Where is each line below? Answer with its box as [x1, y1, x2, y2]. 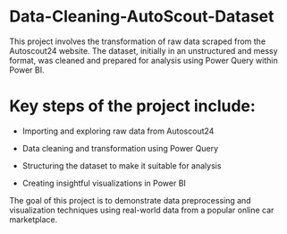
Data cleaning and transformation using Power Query [21, 143, 219, 153]
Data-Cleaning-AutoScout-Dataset [9, 6, 274, 27]
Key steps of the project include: [9, 96, 257, 117]
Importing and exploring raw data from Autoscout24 [21, 126, 215, 136]
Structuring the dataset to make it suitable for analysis [21, 160, 222, 171]
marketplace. [9, 213, 58, 225]
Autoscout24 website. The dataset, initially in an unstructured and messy [9, 45, 279, 56]
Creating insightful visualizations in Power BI [21, 178, 186, 188]
